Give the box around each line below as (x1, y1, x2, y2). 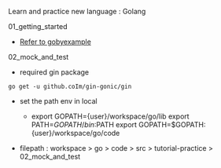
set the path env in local (19, 97, 98, 105)
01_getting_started (8, 22, 68, 31)
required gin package (19, 68, 89, 77)
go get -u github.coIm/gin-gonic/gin (8, 82, 132, 90)
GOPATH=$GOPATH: (138, 120, 206, 129)
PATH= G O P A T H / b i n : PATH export (31, 120, 138, 129)
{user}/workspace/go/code (31, 129, 120, 137)
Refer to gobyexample (19, 37, 92, 46)
